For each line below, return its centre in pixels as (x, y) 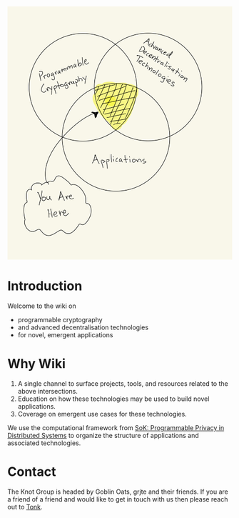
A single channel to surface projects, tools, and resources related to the (123, 384)
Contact (32, 472)
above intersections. (48, 392)
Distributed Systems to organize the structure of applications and (103, 436)
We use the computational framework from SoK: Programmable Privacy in (116, 428)
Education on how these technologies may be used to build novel (113, 399)
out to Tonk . (25, 507)
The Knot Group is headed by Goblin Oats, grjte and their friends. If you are (118, 492)
